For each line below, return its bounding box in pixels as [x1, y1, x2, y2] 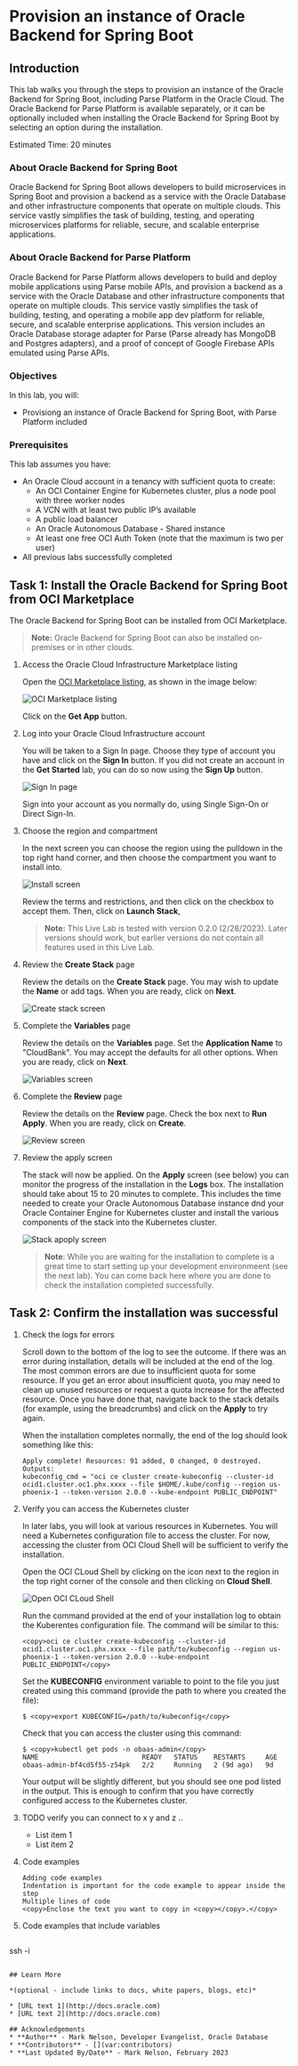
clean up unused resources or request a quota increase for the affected [21, 1384, 285, 1395]
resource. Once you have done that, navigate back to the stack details [21, 1394, 279, 1404]
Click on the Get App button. [21, 711, 127, 721]
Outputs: [21, 1464, 55, 1473]
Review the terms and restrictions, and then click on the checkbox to [21, 897, 274, 907]
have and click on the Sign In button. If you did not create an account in [21, 755, 285, 765]
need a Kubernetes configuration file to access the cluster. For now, [21, 1530, 271, 1541]
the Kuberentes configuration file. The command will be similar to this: [21, 1619, 279, 1631]
